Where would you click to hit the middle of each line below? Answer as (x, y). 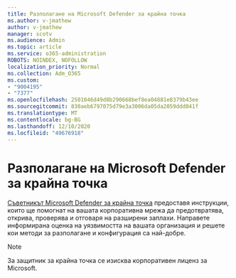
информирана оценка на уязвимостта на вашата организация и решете (116, 225)
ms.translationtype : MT (43, 113)
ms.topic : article (34, 47)
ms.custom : (23, 80)
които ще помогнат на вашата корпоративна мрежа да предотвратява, (116, 210)
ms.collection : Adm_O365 (44, 73)
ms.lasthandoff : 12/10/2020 (49, 126)
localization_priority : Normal (54, 67)
